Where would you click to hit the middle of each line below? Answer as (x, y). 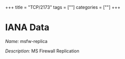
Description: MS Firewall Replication (42, 51)
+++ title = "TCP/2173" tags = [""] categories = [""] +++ (63, 7)
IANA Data (27, 27)
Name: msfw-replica (26, 41)
